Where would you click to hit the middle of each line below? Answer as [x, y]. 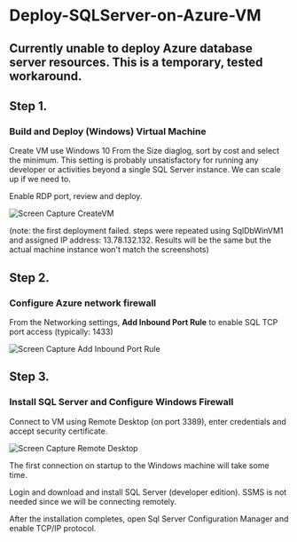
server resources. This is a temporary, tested [136, 62]
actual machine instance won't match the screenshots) [109, 250]
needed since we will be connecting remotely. [93, 501]
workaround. [46, 76]
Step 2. [30, 278]
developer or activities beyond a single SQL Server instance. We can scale [145, 170]
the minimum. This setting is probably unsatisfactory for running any [134, 160]
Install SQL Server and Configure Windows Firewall [121, 403]
